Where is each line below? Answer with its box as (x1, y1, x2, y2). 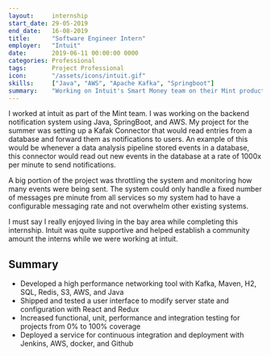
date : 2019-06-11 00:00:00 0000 (8, 49, 139, 57)
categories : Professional (8, 57, 95, 65)
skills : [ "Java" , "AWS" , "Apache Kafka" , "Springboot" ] (8, 79, 215, 87)
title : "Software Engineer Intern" (8, 34, 147, 43)
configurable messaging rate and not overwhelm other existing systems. (8, 201, 248, 211)
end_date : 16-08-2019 (8, 27, 89, 35)
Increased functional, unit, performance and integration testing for (19, 313, 240, 323)
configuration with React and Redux (19, 304, 140, 314)
